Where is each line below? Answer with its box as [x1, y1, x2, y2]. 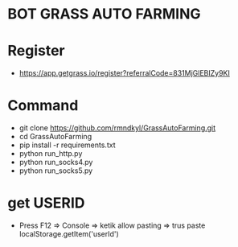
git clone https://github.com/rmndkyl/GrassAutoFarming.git [18, 123, 216, 133]
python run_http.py [18, 149, 83, 158]
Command [7, 97, 79, 115]
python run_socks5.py [18, 166, 93, 175]
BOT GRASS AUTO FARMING [7, 5, 202, 23]
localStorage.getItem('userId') [18, 229, 120, 238]
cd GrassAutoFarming [18, 132, 92, 142]
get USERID [7, 194, 85, 212]
